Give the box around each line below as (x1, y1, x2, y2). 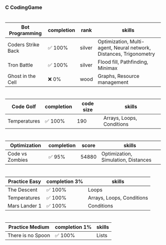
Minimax (98, 65, 118, 71)
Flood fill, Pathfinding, (98, 59, 149, 66)
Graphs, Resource (98, 73, 140, 80)
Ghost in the (7, 73, 36, 80)
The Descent (7, 186, 38, 193)
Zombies (7, 157, 28, 164)
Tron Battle (7, 62, 33, 69)
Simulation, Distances (101, 157, 152, 164)
